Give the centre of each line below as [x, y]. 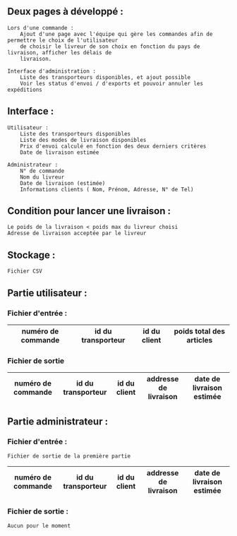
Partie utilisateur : [47, 293]
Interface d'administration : [52, 71]
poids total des [200, 331]
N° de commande [42, 171]
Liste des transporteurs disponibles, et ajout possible [105, 77]
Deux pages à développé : [65, 12]
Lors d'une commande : [41, 28]
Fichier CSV [25, 271]
